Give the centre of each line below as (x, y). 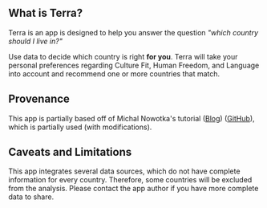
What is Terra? (45, 13)
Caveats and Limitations (70, 152)
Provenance (39, 99)
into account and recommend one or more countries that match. (114, 73)
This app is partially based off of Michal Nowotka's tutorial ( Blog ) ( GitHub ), (131, 118)
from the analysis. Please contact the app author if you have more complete (133, 189)
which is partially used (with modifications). (80, 127)
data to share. (31, 197)
